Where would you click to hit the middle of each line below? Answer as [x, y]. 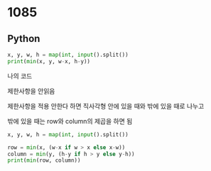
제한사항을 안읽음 [31, 91]
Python [24, 39]
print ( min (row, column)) [44, 160]
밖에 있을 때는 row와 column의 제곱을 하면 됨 [70, 121]
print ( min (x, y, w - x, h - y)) [49, 61]
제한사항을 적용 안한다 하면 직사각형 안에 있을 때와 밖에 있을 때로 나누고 [106, 106]
